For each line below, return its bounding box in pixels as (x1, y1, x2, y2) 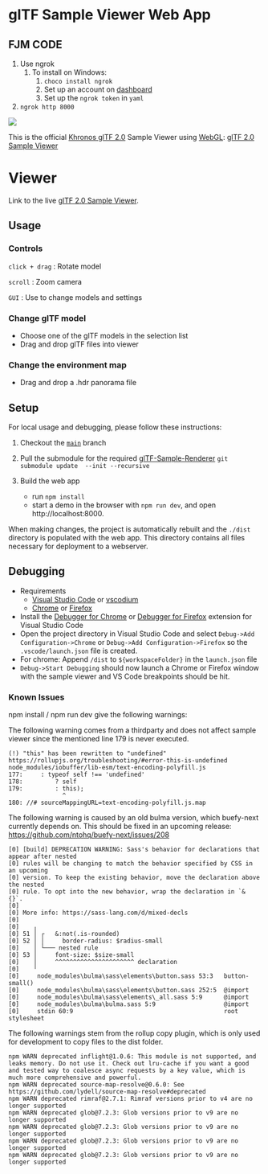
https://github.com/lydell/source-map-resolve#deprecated (8, 1088, 206, 1096)
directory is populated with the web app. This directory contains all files (8, 533, 246, 543)
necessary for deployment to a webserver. (8, 541, 148, 552)
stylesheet (8, 1015, 45, 1023)
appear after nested (8, 852, 78, 861)
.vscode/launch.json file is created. (19, 646, 138, 655)
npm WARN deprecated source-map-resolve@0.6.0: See (8, 1081, 185, 1089)
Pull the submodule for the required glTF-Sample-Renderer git (19, 454, 229, 463)
